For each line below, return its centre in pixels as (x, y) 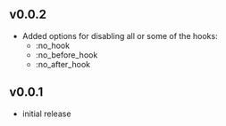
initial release (46, 114)
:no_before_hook (67, 55)
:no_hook (52, 45)
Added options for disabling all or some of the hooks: (120, 35)
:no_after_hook (63, 64)
